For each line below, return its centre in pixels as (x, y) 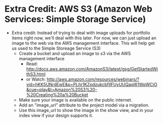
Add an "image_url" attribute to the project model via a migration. (84, 105)
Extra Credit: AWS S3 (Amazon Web (79, 9)
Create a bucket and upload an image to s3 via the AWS (75, 53)
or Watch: (36, 79)
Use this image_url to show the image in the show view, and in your (86, 110)
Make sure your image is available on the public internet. (75, 100)
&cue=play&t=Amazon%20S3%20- (62, 89)
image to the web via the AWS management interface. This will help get (83, 43)
